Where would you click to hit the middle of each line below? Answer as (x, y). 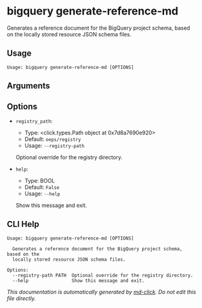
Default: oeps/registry (53, 139)
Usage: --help (42, 193)
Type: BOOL (39, 180)
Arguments (29, 86)
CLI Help (23, 224)
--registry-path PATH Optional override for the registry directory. (103, 275)
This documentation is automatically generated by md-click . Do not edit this (102, 292)
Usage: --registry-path (55, 145)
